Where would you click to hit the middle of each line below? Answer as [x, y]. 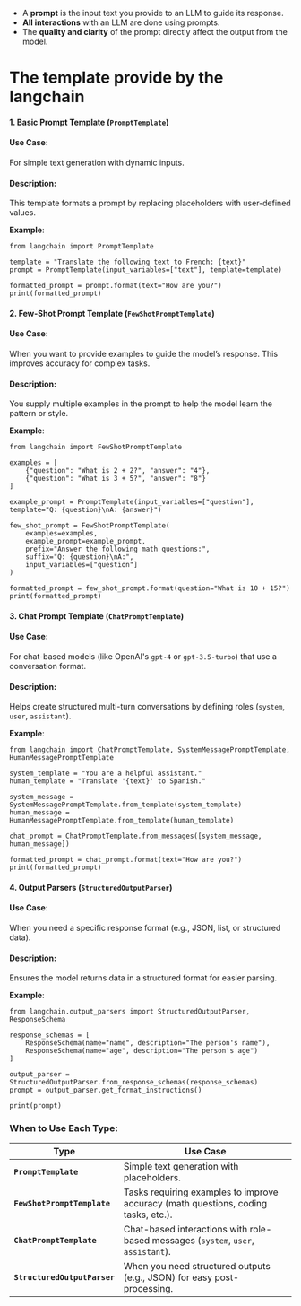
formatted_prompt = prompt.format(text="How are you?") [116, 286]
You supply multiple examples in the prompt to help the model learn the [141, 404]
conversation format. [48, 666]
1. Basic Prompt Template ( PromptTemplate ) [89, 122]
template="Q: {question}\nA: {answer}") [86, 510]
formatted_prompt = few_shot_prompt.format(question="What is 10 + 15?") [150, 588]
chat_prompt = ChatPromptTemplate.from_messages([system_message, [136, 836]
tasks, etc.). [148, 1215]
